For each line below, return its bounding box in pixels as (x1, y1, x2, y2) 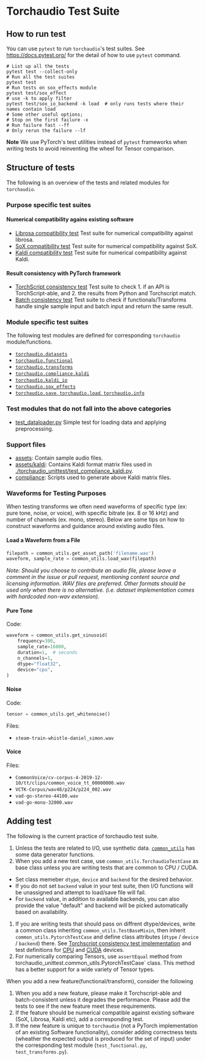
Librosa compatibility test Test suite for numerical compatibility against (15, 229, 193, 236)
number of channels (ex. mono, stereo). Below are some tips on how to (6, 516, 185, 523)
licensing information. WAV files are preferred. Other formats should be (6, 580, 186, 587)
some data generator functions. (15, 850, 95, 858)
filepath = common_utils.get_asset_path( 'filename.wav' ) (6, 550, 154, 556)
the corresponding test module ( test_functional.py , (15, 1041, 148, 1049)
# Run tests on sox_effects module (6, 85, 97, 91)
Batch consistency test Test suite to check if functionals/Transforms (15, 296, 187, 304)
